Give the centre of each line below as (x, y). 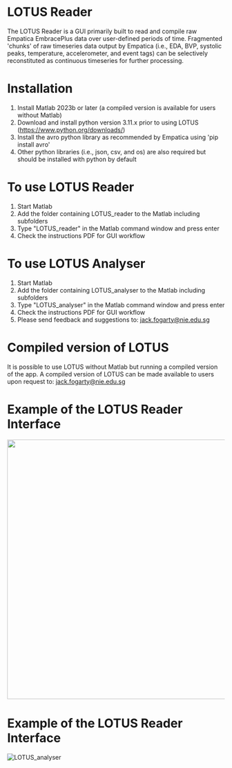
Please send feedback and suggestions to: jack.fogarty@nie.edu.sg (113, 320)
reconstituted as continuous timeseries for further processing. (96, 60)
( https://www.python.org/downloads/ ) (71, 129)
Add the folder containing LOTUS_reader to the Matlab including (108, 213)
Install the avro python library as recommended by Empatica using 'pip (118, 137)
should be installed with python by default (77, 159)
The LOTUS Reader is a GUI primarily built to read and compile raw (102, 31)
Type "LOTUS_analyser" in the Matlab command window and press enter (121, 304)
